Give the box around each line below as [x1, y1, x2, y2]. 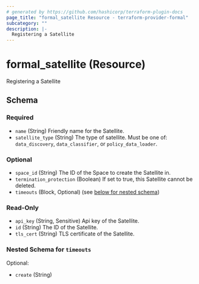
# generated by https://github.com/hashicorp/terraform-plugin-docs [6, 8, 183, 15]
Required [6, 113, 34, 122]
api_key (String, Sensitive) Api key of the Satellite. [15, 217, 140, 225]
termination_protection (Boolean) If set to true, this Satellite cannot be [15, 175, 193, 183]
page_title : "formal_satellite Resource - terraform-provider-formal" [6, 15, 189, 21]
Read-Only [6, 203, 39, 212]
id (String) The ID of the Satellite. [15, 224, 98, 231]
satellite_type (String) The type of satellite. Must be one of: [15, 134, 168, 141]
